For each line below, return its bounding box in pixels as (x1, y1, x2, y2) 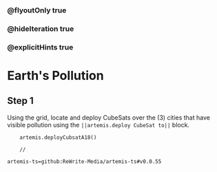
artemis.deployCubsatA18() (19, 133, 97, 141)
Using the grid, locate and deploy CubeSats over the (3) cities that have (7, 113, 210, 122)
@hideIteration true (7, 23, 74, 33)
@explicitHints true (7, 42, 74, 52)
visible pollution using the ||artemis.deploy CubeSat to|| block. (7, 120, 190, 129)
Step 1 (7, 95, 34, 107)
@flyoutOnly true (7, 6, 67, 15)
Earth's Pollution (7, 67, 105, 83)
